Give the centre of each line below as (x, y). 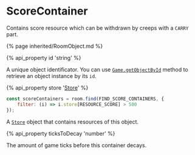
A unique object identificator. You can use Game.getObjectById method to (97, 69)
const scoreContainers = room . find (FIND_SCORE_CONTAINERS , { (85, 99)
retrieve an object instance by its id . (51, 76)
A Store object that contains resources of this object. (72, 122)
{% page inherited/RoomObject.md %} (55, 46)
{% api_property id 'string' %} (44, 58)
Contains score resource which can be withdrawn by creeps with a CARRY (97, 28)
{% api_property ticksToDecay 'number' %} (61, 133)
